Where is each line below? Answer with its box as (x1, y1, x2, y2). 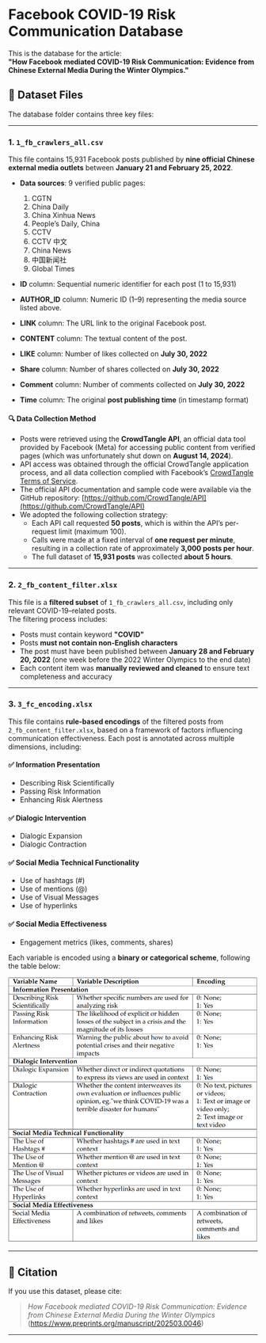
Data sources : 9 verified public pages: (19, 178, 146, 188)
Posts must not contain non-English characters (19, 637, 178, 647)
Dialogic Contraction (19, 839, 87, 849)
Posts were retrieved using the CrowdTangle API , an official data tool (19, 434, 246, 444)
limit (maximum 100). (58, 527, 127, 536)
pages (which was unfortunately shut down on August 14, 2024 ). (19, 451, 234, 461)
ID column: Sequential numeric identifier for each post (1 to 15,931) (19, 280, 237, 289)
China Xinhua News (31, 211, 97, 220)
